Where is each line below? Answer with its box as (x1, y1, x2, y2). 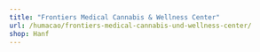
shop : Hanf (9, 29, 50, 38)
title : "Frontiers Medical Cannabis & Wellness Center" (9, 12, 220, 22)
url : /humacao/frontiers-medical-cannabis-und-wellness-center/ (9, 21, 252, 30)
